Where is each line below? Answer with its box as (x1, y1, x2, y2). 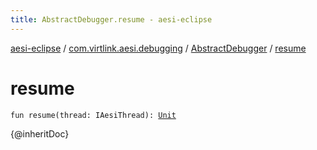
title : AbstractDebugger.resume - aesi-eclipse (10, 14, 213, 25)
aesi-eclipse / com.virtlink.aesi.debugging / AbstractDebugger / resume (10, 42, 307, 54)
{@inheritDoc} (10, 127, 70, 140)
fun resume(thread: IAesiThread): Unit (10, 110, 177, 120)
